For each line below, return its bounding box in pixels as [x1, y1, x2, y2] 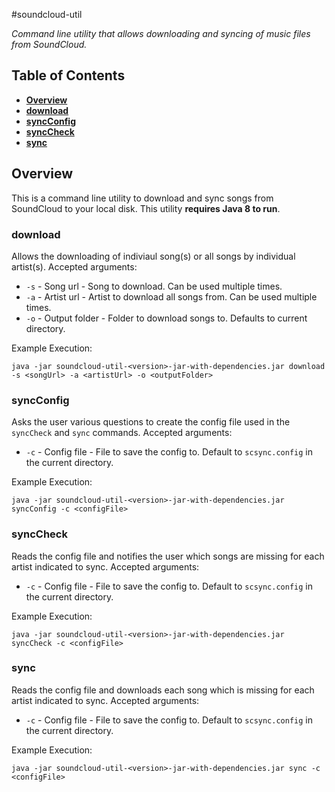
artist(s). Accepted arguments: [11, 260, 138, 273]
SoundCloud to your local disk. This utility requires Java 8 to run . [11, 202, 281, 214]
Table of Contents [11, 67, 126, 84]
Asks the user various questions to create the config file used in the [11, 416, 291, 428]
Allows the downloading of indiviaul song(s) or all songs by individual [11, 250, 296, 262]
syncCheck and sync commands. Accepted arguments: [11, 427, 233, 439]
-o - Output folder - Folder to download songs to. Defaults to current [25, 312, 308, 324]
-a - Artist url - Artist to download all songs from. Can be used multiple [25, 290, 318, 303]
